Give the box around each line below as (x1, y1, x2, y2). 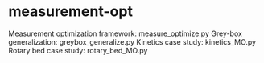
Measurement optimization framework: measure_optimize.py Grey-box (8, 29, 243, 38)
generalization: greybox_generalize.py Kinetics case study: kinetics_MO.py (8, 37, 256, 46)
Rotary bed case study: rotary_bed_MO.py (8, 45, 148, 55)
